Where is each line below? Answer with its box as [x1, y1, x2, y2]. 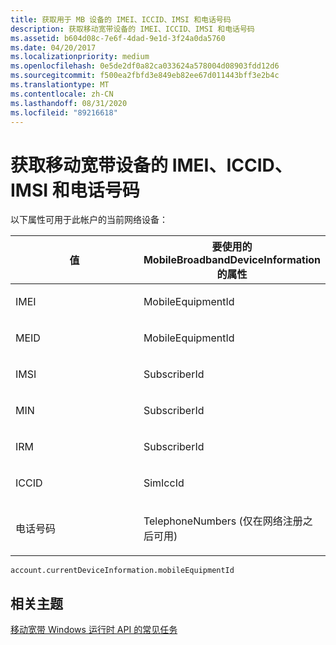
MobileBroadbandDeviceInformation [143, 253, 321, 267]
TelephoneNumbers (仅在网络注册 [143, 514, 303, 528]
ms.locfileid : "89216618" [10, 107, 118, 118]
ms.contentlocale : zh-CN [10, 89, 114, 99]
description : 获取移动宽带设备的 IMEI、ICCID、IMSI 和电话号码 [10, 24, 255, 34]
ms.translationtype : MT [10, 80, 110, 90]
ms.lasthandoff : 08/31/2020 [10, 98, 128, 108]
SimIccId [143, 476, 185, 490]
